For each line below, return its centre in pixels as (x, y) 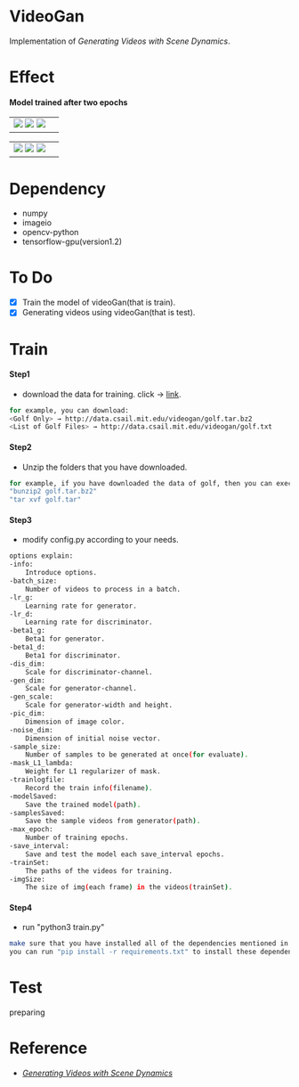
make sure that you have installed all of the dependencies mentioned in (149, 944)
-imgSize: (28, 879)
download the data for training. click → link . (101, 394)
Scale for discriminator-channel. (89, 672)
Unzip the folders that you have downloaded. (105, 467)
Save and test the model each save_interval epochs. (125, 854)
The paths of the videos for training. (99, 870)
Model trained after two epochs (69, 102)
